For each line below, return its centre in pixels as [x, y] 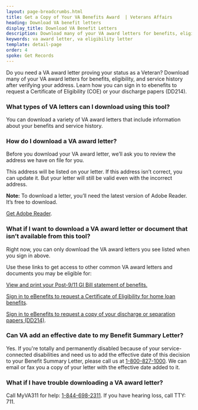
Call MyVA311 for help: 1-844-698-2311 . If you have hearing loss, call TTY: [96, 396]
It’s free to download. [32, 202]
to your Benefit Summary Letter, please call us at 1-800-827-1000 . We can [96, 361]
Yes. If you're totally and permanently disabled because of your [83, 348]
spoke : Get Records [30, 56]
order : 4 [17, 50]
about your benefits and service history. [55, 125]
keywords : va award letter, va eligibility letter [70, 39]
